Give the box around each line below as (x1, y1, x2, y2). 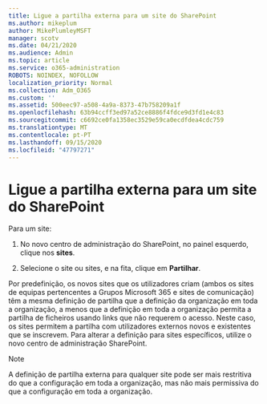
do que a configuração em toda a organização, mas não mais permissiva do (8, 378, 259, 388)
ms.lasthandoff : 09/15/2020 (8, 138, 103, 147)
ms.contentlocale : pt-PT (8, 131, 91, 139)
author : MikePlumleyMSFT (8, 26, 91, 34)
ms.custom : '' (8, 94, 56, 102)
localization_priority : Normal (8, 79, 113, 87)
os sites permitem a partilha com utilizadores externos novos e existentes (8, 321, 251, 331)
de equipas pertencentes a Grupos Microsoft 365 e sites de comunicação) (8, 288, 254, 297)
